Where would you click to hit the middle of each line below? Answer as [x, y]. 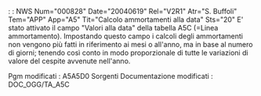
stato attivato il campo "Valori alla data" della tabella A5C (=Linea [113, 28]
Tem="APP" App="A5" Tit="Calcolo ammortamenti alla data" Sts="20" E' [126, 20]
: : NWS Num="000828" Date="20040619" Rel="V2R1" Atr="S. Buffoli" [123, 11]
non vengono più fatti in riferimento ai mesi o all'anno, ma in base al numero [130, 44]
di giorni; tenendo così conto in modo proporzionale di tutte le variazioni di [128, 53]
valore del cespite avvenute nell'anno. [69, 61]
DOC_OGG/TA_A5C [39, 84]
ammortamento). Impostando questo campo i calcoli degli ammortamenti [125, 36]
